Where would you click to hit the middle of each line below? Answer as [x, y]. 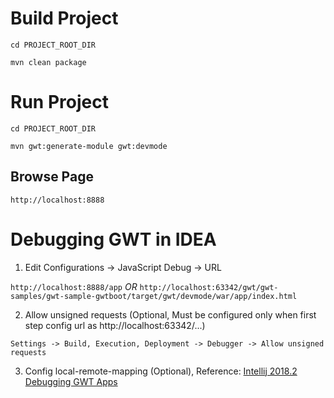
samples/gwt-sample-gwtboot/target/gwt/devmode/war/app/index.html [154, 296]
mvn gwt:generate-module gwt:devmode [89, 146]
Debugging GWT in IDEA [113, 239]
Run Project [59, 102]
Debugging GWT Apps [71, 381]
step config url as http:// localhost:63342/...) [115, 325]
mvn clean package [48, 62]
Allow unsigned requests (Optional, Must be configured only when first [170, 314]
